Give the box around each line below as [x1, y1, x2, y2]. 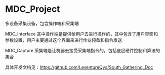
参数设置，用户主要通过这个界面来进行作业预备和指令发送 [5, 37, 122, 43]
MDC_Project [5, 3, 60, 15]
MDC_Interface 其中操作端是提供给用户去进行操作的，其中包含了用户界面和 [5, 31, 158, 37]
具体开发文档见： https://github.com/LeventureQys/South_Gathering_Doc [5, 64, 153, 70]
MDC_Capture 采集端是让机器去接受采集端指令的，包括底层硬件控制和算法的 [5, 47, 160, 53]
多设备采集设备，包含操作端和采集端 [5, 20, 79, 26]
